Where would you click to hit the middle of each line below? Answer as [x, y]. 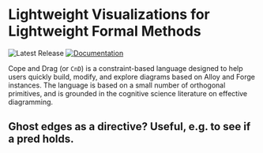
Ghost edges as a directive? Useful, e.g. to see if [130, 127]
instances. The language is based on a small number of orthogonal [117, 85]
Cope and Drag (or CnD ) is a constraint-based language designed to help [126, 68]
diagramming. [31, 102]
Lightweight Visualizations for [109, 15]
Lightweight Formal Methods [105, 31]
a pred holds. [41, 139]
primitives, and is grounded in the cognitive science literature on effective [128, 93]
